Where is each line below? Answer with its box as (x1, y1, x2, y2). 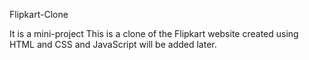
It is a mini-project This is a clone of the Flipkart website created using (9, 28, 299, 39)
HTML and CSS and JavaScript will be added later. (9, 39, 217, 50)
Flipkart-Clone (9, 9, 69, 20)
